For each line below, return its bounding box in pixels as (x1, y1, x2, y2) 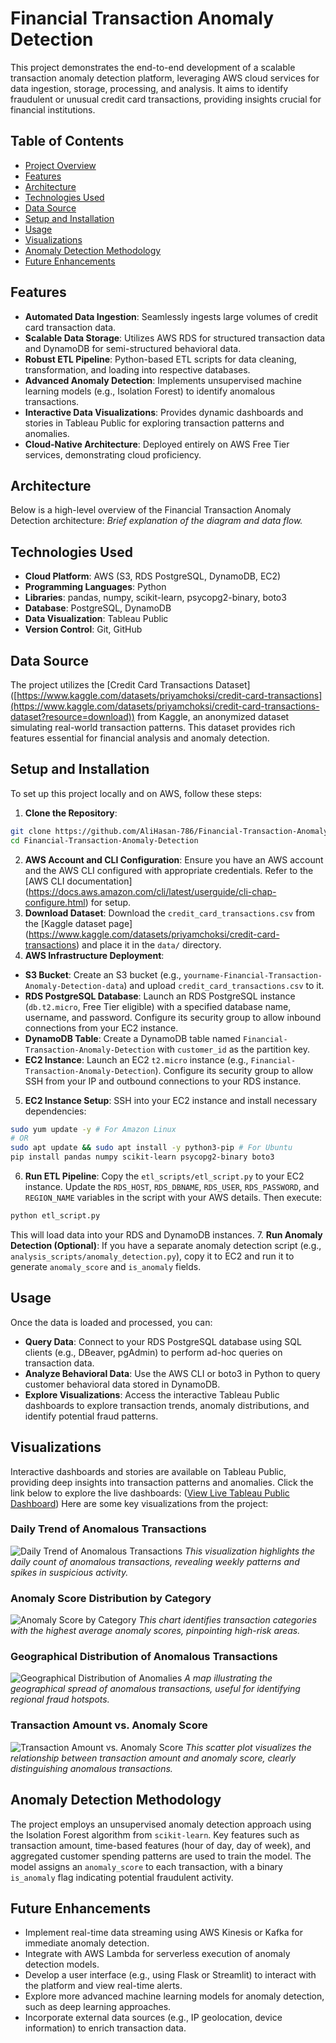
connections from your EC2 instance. (24, 1022, 179, 1034)
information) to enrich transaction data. (24, 2022, 187, 2034)
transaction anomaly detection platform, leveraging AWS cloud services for (10, 72, 320, 84)
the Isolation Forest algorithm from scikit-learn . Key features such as (10, 1828, 300, 1841)
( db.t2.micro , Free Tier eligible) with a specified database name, (24, 1000, 292, 1012)
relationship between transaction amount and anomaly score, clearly (10, 1752, 297, 1764)
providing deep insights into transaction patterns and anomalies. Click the (10, 1476, 314, 1488)
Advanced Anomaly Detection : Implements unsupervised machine (24, 374, 302, 386)
